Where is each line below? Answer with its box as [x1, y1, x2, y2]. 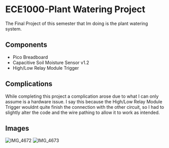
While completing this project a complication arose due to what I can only [5, 93, 159, 99]
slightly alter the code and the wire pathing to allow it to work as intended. [5, 109, 160, 115]
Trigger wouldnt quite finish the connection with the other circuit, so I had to [5, 104, 164, 110]
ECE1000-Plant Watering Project [5, 4, 146, 15]
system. [5, 25, 22, 32]
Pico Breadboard [12, 54, 48, 60]
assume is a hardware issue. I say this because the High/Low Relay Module [5, 98, 162, 105]
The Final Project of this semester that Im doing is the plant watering [5, 20, 148, 26]
